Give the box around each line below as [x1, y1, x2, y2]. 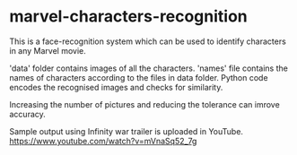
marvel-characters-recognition [9, 6, 249, 27]
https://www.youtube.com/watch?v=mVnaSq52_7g [9, 135, 197, 146]
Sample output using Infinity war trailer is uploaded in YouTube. [9, 125, 244, 136]
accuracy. [9, 108, 47, 119]
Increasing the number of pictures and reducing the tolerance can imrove [9, 99, 280, 109]
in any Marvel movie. [9, 45, 87, 56]
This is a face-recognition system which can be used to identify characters [9, 36, 287, 47]
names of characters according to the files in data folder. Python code [9, 72, 268, 82]
